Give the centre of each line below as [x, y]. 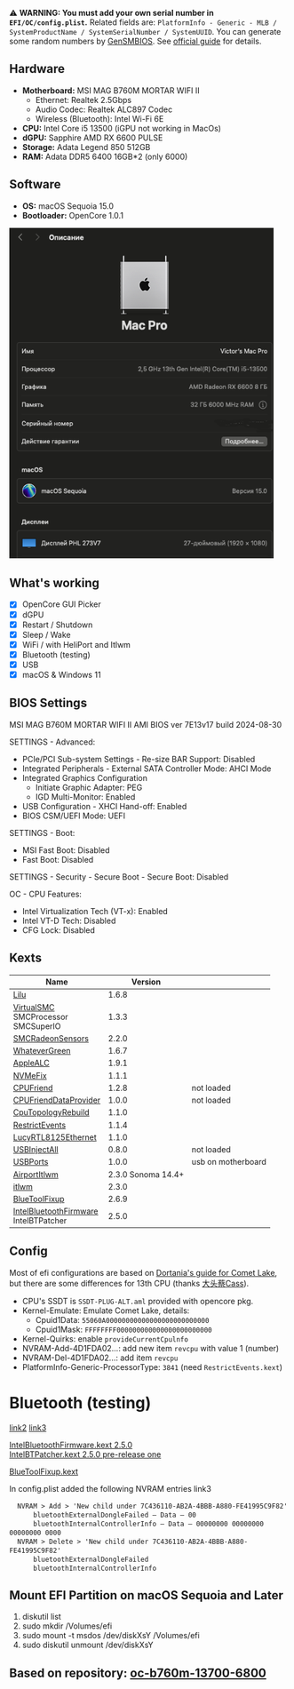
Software [35, 184]
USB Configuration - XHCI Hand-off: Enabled [104, 806]
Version [147, 982]
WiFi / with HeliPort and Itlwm [76, 644]
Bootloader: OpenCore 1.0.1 [73, 215]
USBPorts [31, 1162]
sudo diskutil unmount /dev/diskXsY [87, 1645]
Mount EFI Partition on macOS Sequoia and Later [147, 1595]
